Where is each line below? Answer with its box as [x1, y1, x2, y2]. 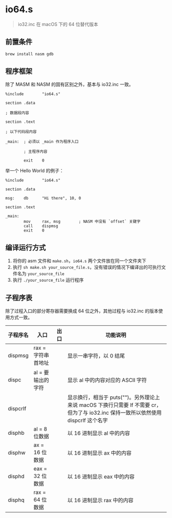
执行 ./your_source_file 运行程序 [12, 277, 84, 283]
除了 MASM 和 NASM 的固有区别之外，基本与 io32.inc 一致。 [5, 81, 134, 87]
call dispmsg [24, 223, 58, 229]
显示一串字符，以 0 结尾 [67, 352, 125, 359]
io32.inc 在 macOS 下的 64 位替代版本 [17, 21, 98, 27]
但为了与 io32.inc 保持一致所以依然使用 [67, 409, 162, 416]
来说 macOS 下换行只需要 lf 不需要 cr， [67, 401, 162, 409]
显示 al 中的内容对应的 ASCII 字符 [67, 377, 147, 384]
